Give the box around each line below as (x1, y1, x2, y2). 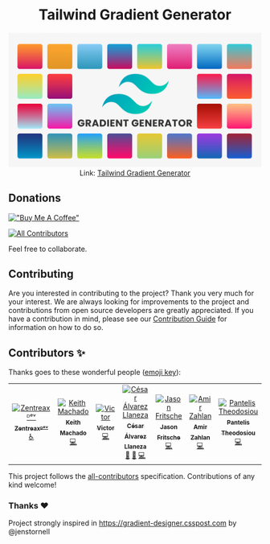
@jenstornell (8, 527, 51, 537)
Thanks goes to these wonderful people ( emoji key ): (8, 368, 182, 377)
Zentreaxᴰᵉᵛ (14, 424, 49, 432)
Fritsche (156, 433, 181, 442)
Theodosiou (220, 429, 256, 437)
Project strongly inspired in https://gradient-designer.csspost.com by (8, 518, 237, 528)
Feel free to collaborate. (8, 244, 88, 253)
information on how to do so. (8, 323, 104, 332)
